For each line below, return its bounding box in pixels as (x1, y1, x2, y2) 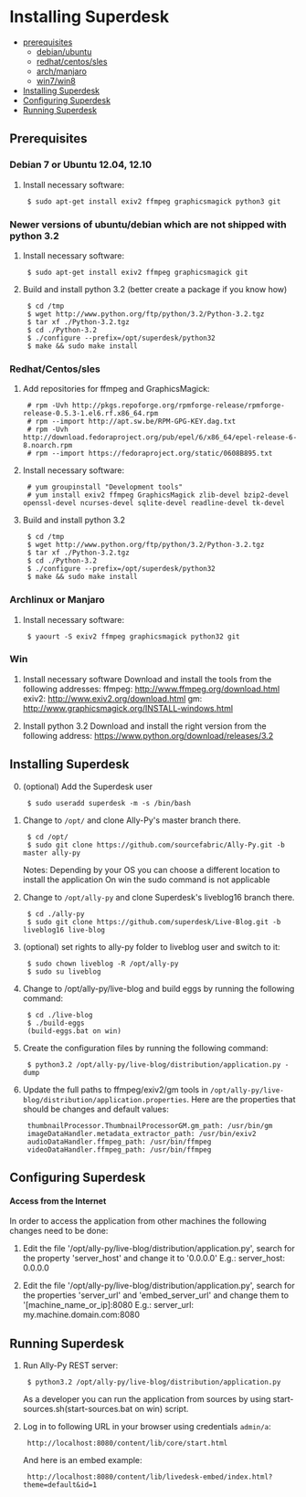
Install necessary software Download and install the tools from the (22, 673, 272, 684)
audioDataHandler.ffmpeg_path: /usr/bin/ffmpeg (26, 1137, 212, 1146)
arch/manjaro (36, 66, 87, 77)
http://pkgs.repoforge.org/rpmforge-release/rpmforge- (71, 401, 285, 410)
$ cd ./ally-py (26, 909, 85, 919)
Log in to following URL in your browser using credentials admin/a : (22, 1421, 271, 1432)
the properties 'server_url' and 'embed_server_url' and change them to (22, 1290, 290, 1301)
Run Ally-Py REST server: (22, 1360, 119, 1371)
